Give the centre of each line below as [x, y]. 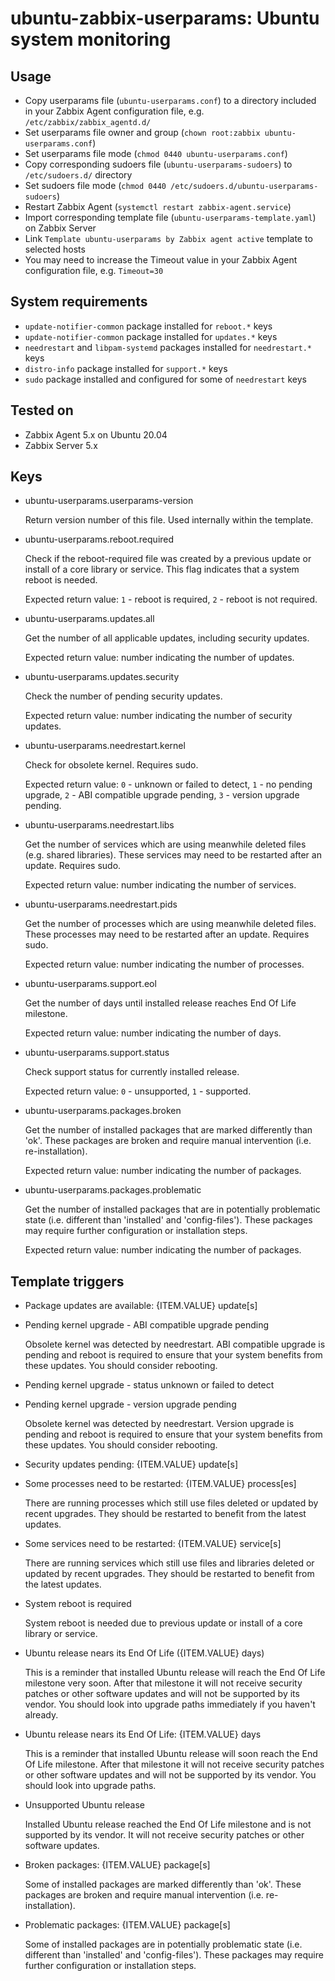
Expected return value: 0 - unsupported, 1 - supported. [138, 1091]
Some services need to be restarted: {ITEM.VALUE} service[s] [153, 1544]
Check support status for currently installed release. [132, 1072]
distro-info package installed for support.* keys [126, 368]
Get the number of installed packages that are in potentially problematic [172, 1209]
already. [41, 1715]
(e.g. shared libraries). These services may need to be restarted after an [173, 855]
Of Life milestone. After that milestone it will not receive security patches [174, 1764]
